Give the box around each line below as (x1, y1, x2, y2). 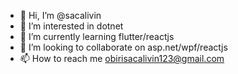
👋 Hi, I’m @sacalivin (19, 10, 102, 21)
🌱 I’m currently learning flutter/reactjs (19, 31, 175, 42)
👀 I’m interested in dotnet (19, 20, 124, 32)
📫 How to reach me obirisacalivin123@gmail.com (19, 53, 225, 64)
